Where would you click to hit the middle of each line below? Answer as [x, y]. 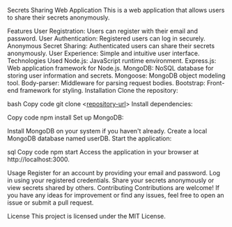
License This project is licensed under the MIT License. [86, 216]
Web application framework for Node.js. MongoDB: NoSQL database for [110, 68]
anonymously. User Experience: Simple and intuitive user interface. [103, 53]
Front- [216, 83]
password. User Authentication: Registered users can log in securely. [106, 38]
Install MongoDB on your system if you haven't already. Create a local [107, 131]
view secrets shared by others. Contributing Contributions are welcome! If [113, 188]
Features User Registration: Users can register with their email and [103, 31]
